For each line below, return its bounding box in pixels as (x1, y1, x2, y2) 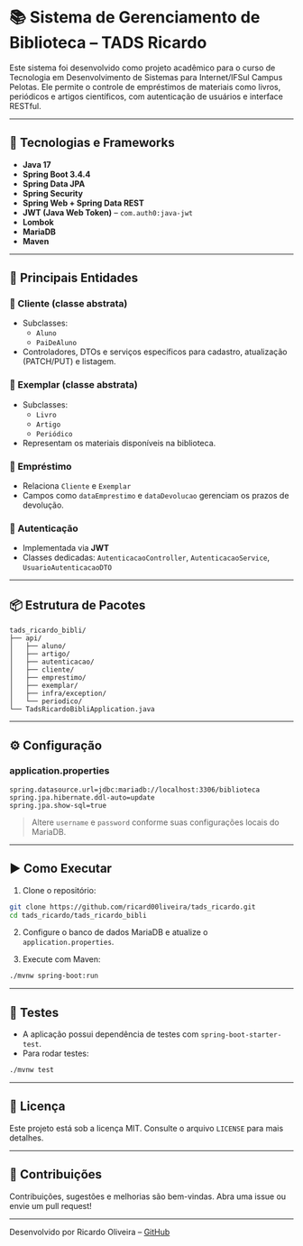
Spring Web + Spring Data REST (22, 197, 144, 208)
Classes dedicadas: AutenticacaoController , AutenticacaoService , (22, 552, 271, 563)
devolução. (22, 499, 65, 510)
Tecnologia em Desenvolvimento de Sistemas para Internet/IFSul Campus (9, 71, 283, 82)
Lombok (22, 216, 54, 227)
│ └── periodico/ (9, 697, 83, 706)
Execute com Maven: (22, 954, 101, 965)
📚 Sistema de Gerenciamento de (9, 7, 261, 28)
